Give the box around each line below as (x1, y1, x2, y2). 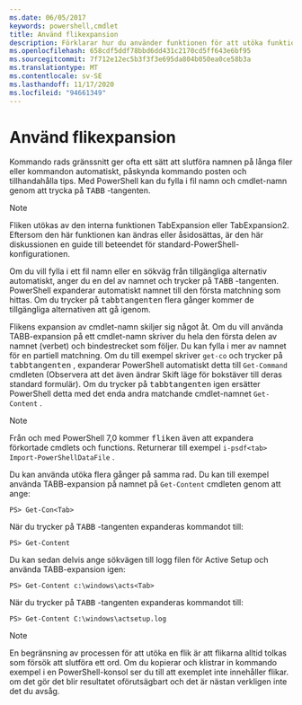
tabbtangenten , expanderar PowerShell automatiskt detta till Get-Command (9, 360, 288, 371)
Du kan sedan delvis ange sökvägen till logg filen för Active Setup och (9, 554, 269, 566)
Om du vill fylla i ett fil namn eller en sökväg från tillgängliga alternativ (9, 266, 268, 277)
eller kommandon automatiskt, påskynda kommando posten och (9, 166, 247, 177)
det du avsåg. (9, 686, 60, 697)
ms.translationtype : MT (9, 64, 99, 73)
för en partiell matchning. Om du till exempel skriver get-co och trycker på (9, 350, 283, 361)
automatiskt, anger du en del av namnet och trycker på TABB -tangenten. (9, 276, 280, 286)
